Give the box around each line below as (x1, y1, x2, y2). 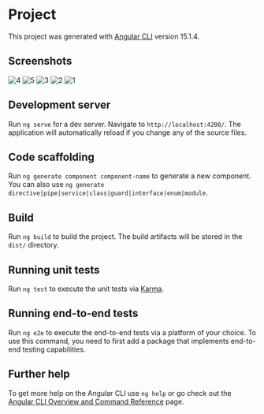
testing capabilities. (22, 345, 86, 354)
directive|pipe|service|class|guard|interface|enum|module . (8, 188, 208, 198)
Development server (8, 99, 111, 112)
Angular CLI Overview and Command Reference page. (8, 397, 184, 406)
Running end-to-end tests (8, 307, 139, 320)
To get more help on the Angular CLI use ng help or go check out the (8, 388, 232, 397)
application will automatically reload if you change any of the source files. (8, 128, 247, 137)
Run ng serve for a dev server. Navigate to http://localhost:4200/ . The (8, 119, 242, 129)
